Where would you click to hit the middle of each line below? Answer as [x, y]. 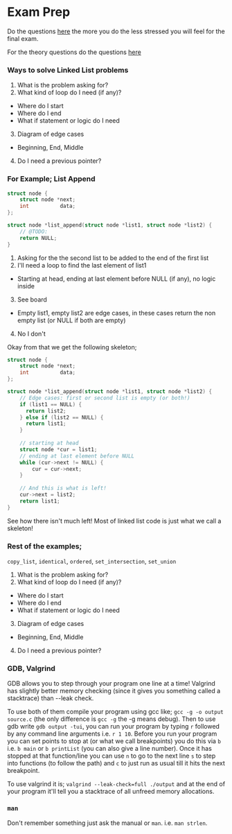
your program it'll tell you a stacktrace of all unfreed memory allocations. [111, 792]
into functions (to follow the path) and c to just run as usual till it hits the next [116, 763]
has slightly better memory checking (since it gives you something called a [114, 691]
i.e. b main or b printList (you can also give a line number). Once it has [110, 749]
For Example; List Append [51, 179]
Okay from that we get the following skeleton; [72, 347]
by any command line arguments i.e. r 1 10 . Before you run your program [112, 734]
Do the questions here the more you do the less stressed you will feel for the [116, 31]
